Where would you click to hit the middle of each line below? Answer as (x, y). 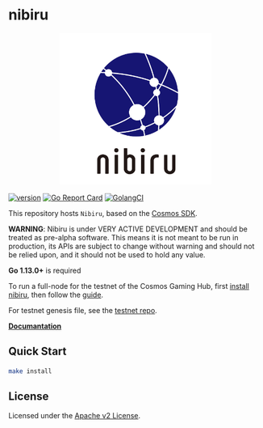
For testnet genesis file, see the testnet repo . (83, 310)
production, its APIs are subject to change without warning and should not (131, 246)
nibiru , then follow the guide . (56, 295)
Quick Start (38, 352)
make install (30, 371)
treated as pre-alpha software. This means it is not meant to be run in (123, 237)
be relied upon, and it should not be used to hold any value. (107, 254)
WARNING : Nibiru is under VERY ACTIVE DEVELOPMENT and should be (128, 229)
